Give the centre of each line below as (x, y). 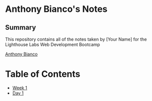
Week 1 (20, 88)
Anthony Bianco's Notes (56, 9)
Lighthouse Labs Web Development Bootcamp (53, 45)
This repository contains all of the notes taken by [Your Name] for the (76, 39)
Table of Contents (43, 74)
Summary (21, 27)
